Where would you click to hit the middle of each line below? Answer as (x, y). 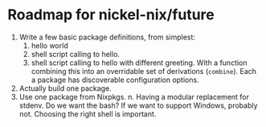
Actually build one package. (65, 88)
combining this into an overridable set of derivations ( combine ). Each (144, 71)
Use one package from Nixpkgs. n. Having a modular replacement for (134, 96)
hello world (50, 45)
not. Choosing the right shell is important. (88, 113)
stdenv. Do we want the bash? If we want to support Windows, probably (138, 105)
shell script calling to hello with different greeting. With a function (139, 63)
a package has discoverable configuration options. (115, 80)
